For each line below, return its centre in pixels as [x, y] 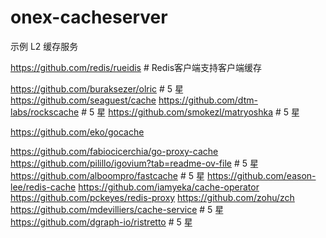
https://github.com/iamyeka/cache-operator [169, 187]
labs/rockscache [45, 112]
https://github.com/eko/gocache [77, 132]
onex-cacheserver [89, 17]
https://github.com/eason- [261, 175]
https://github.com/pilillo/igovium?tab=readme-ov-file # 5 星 [134, 163]
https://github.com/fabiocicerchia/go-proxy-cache [114, 151]
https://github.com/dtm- [208, 100]
